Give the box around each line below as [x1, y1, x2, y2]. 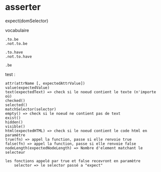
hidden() [5, 120, 23, 125]
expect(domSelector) [5, 18, 49, 24]
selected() [5, 103, 28, 107]
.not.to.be [5, 41, 28, 46]
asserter [5, 1, 41, 13]
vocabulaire [5, 27, 29, 33]
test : [5, 71, 16, 77]
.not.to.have [5, 54, 32, 59]
